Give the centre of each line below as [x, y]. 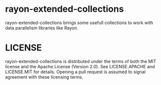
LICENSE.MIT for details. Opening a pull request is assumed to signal [76, 72]
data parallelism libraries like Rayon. [42, 28]
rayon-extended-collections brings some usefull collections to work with [79, 23]
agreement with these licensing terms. [44, 77]
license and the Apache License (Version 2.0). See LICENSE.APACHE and [80, 66]
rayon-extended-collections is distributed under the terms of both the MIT [81, 61]
